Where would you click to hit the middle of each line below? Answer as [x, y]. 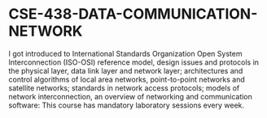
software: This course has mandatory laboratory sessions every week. [127, 105]
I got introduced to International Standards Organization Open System [125, 53]
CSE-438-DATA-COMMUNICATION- [133, 14]
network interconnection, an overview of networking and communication [130, 96]
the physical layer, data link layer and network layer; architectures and [126, 70]
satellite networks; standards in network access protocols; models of [124, 88]
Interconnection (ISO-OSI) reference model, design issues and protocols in [133, 62]
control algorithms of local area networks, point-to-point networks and [127, 79]
